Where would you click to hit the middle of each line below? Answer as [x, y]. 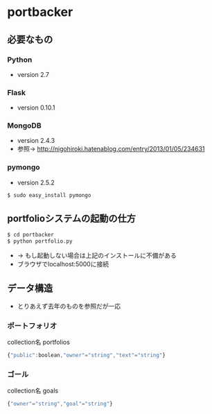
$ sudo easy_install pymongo [49, 195]
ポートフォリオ [32, 325]
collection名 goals [33, 391]
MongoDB [24, 126]
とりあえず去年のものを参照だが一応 [69, 307]
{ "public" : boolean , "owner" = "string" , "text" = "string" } [87, 355]
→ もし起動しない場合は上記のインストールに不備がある [97, 256]
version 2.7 [33, 74]
